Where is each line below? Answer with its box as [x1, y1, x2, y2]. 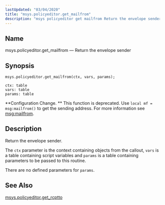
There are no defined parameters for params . [5, 167, 95, 173]
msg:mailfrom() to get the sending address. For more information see [5, 106, 145, 111]
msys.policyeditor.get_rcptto [5, 194, 63, 200]
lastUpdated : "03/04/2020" [5, 7, 60, 12]
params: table [5, 91, 34, 96]
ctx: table [5, 83, 27, 88]
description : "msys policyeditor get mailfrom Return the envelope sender [5, 16, 162, 21]
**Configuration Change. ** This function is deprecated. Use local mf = [5, 100, 153, 106]
